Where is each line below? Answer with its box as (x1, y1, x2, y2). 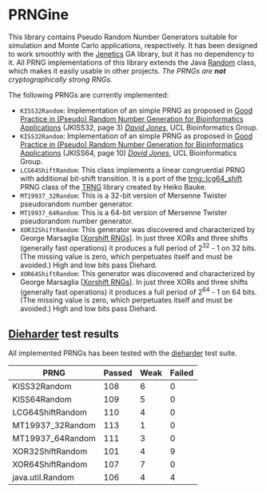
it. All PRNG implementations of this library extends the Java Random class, (8, 58, 257, 67)
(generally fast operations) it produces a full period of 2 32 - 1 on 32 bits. (19, 242, 257, 253)
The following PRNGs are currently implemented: (8, 90, 169, 99)
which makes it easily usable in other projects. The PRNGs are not (8, 66, 226, 75)
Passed (103, 367, 133, 379)
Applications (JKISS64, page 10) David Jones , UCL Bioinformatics (19, 148, 237, 158)
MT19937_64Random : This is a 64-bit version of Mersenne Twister (19, 207, 228, 217)
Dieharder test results (8, 327, 120, 341)
